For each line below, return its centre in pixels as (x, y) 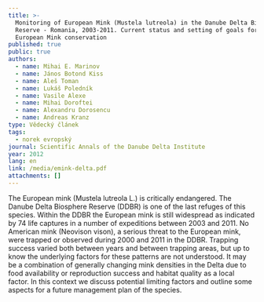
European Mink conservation (61, 37)
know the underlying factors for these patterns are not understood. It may (127, 257)
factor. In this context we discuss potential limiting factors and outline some (130, 281)
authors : (22, 60)
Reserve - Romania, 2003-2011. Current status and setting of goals (130, 30)
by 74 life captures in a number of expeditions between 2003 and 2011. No (128, 223)
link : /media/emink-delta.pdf (58, 169)
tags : (17, 132)
